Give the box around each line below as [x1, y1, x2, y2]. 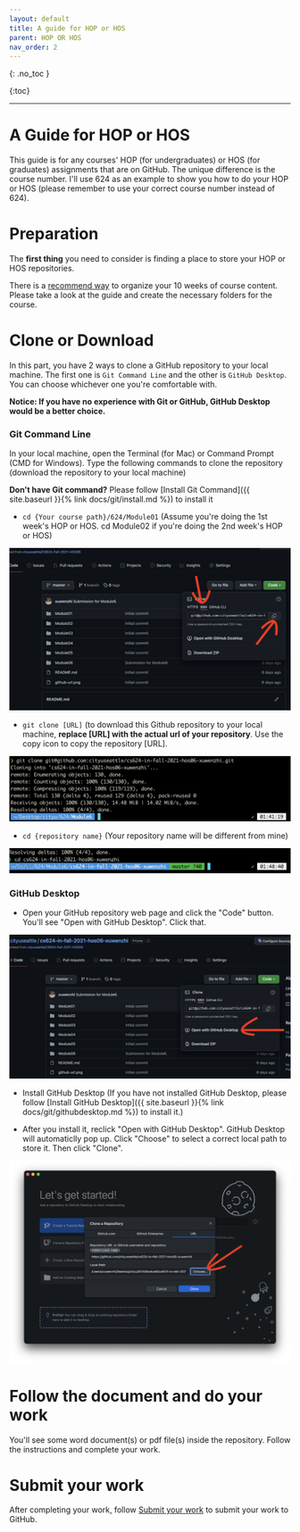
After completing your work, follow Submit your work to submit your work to [9, 1504, 288, 1515]
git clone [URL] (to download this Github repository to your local [21, 720, 263, 730]
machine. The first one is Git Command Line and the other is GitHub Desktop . [9, 370, 287, 380]
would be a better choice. [9, 406, 105, 417]
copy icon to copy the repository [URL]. [21, 738, 168, 749]
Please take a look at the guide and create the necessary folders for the [9, 290, 272, 301]
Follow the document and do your [9, 1386, 263, 1406]
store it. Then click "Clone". [21, 1143, 123, 1153]
